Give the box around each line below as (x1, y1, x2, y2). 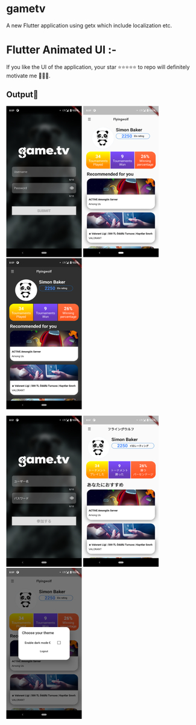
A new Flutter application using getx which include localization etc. (6, 22, 172, 29)
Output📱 (6, 89, 39, 100)
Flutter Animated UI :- (6, 43, 117, 57)
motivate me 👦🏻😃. (6, 72, 51, 79)
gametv (6, 2, 46, 16)
